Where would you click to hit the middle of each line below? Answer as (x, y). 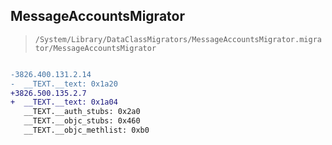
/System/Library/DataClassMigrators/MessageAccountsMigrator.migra (178, 39)
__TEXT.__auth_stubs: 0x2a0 (82, 112)
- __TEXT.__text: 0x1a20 (64, 84)
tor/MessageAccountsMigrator (95, 48)
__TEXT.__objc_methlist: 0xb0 (86, 130)
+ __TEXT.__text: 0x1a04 (64, 102)
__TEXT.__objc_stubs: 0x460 (82, 121)
